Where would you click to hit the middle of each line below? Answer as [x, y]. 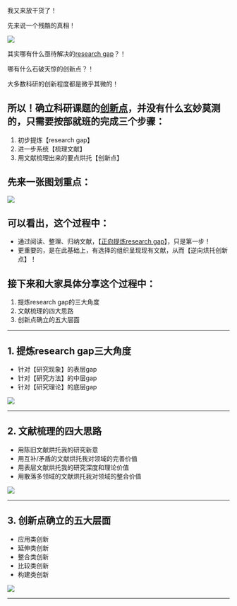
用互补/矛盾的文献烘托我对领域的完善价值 [77, 458]
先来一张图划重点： [49, 182]
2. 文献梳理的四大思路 [55, 431]
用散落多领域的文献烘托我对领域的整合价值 [79, 476]
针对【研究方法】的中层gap [57, 378]
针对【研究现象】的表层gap [57, 370]
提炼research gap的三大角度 [59, 302]
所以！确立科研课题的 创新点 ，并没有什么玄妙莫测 [114, 108]
